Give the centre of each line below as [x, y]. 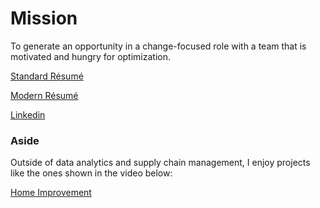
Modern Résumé [44, 95]
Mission [44, 18]
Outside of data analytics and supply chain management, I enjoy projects [160, 163]
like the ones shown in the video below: [91, 173]
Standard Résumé [47, 76]
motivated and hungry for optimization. [90, 56]
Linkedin [28, 114]
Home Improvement [51, 193]
